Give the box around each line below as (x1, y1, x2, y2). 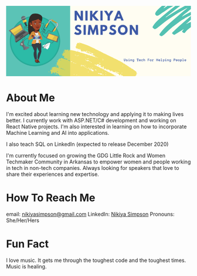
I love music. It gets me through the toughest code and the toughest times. (6, 257, 186, 264)
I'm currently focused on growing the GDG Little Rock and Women (6, 152, 166, 159)
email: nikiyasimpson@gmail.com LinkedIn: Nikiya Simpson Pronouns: (6, 210, 175, 217)
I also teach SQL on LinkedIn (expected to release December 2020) (6, 141, 169, 148)
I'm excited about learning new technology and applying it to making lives (6, 110, 184, 117)
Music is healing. (6, 263, 47, 270)
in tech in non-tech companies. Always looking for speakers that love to (6, 164, 179, 171)
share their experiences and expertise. (6, 171, 100, 178)
